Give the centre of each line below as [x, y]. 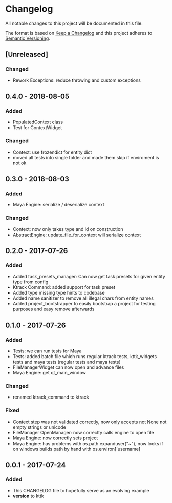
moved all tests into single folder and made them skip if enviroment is [86, 157]
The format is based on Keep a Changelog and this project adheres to [79, 33]
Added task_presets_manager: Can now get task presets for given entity [89, 277]
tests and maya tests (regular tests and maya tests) [67, 362]
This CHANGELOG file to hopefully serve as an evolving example [81, 491]
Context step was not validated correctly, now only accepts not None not [90, 422]
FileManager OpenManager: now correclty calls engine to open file [83, 432]
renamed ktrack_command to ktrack [51, 397]
